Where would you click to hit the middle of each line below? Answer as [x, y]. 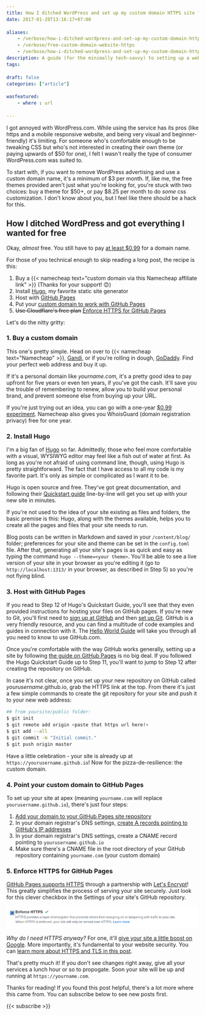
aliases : [17, 32]
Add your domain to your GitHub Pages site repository [83, 816]
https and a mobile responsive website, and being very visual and [88, 134]
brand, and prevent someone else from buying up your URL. [82, 395]
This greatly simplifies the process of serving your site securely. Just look [99, 891]
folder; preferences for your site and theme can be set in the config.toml [98, 544]
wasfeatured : [23, 97]
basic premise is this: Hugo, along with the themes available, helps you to [99, 518]
